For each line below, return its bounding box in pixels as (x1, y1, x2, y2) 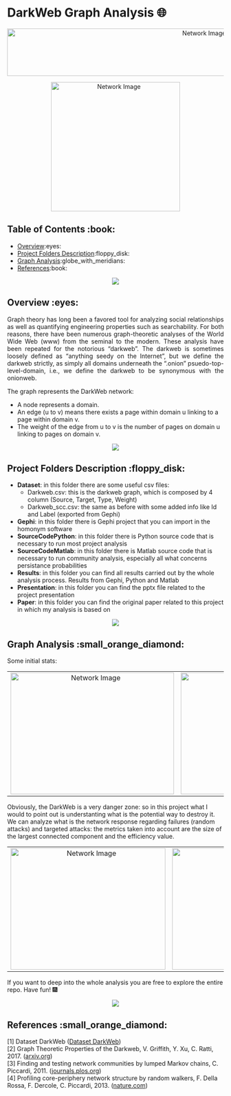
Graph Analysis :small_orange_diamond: (7, 638, 184, 650)
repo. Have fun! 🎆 (7, 986, 58, 994)
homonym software (16, 525, 73, 533)
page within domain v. (16, 415, 80, 424)
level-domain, (7, 366, 46, 375)
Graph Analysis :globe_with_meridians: (16, 257, 126, 265)
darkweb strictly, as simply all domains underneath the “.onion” (7, 359, 187, 367)
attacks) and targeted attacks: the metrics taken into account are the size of (7, 825, 222, 833)
